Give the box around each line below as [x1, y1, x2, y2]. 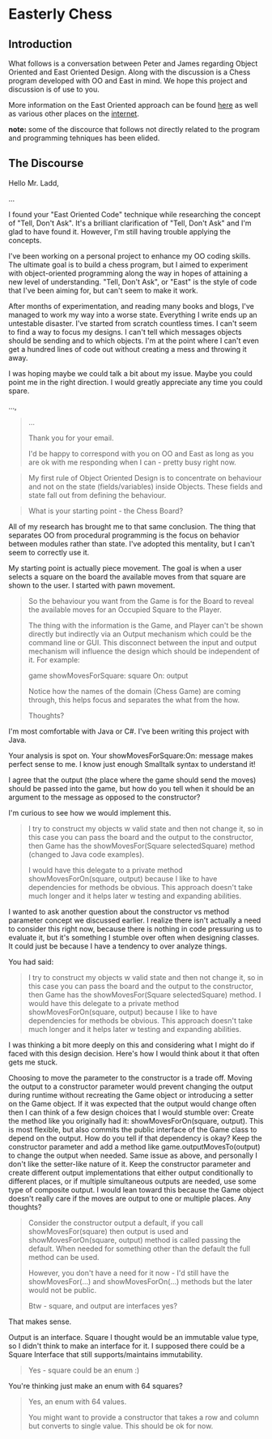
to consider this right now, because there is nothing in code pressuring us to [8, 923, 263, 933]
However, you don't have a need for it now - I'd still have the [28, 1268, 229, 1278]
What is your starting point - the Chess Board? [28, 506, 184, 516]
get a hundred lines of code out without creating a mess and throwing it [8, 344, 247, 353]
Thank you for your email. [28, 433, 115, 443]
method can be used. [28, 1252, 100, 1261]
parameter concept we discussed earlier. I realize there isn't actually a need [8, 915, 261, 925]
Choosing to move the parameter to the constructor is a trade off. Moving [8, 1073, 253, 1082]
